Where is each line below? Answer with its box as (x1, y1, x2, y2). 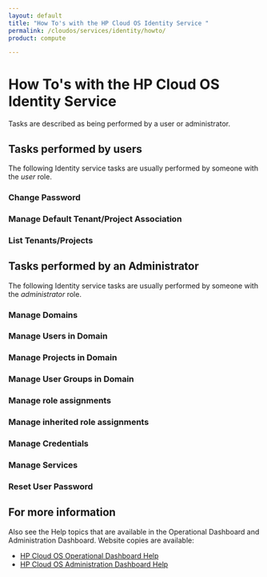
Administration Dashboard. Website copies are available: (8, 535, 194, 545)
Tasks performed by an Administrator (8, 259, 200, 273)
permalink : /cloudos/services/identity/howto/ (8, 26, 166, 34)
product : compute (8, 34, 66, 42)
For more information (8, 506, 116, 519)
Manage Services (8, 459, 78, 471)
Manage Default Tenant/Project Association (8, 213, 182, 224)
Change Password (8, 191, 82, 202)
